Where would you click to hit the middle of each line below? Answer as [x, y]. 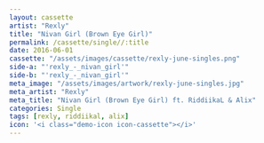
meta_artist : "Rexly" [49, 91]
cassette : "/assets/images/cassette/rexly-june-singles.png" [125, 59]
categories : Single [45, 108]
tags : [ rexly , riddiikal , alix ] [69, 116]
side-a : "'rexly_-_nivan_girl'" [69, 68]
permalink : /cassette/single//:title [79, 42]
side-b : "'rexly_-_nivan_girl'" [69, 75]
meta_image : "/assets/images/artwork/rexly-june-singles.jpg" [127, 83]
